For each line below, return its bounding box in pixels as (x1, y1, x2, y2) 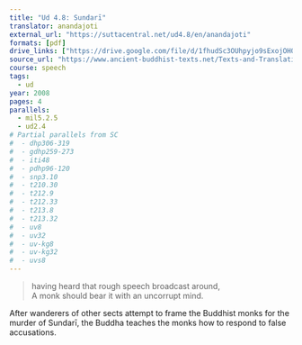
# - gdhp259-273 (9, 147, 75, 156)
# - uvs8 (9, 256, 47, 266)
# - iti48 (9, 155, 50, 165)
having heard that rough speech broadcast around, (31, 281, 220, 291)
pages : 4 (9, 96, 42, 106)
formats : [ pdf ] (9, 38, 67, 48)
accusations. (9, 327, 57, 338)
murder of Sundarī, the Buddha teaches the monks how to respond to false (9, 317, 287, 328)
